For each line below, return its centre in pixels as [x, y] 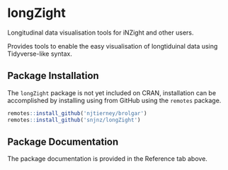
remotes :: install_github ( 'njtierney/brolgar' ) [77, 113]
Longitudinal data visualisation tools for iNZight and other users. [101, 32]
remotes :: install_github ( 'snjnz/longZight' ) [74, 120]
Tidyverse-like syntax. [40, 54]
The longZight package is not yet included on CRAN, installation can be [112, 92]
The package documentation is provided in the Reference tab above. [107, 159]
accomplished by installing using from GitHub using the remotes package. [114, 100]
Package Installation [53, 76]
